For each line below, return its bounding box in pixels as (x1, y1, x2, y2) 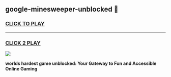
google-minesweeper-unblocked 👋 (5, 5, 119, 14)
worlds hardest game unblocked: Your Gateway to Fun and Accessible (5, 60, 157, 66)
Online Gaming (5, 65, 38, 71)
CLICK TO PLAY (5, 20, 45, 27)
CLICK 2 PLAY (5, 39, 41, 46)
